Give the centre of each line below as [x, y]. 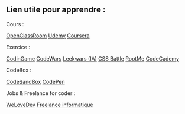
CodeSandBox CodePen [35, 81]
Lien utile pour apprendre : [56, 10]
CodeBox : [19, 70]
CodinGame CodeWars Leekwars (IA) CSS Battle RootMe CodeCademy [92, 58]
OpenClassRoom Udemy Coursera [48, 36]
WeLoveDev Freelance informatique [50, 104]
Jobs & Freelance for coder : [41, 93]
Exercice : [18, 47]
